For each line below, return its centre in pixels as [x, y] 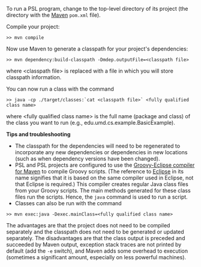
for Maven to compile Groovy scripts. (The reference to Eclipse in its [99, 171]
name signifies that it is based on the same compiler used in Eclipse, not [104, 178]
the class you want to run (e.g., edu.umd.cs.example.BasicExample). [91, 123]
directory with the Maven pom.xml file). [53, 15]
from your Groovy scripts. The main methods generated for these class [103, 190]
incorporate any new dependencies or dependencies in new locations [101, 152]
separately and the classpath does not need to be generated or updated [95, 232]
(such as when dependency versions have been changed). [87, 159]
